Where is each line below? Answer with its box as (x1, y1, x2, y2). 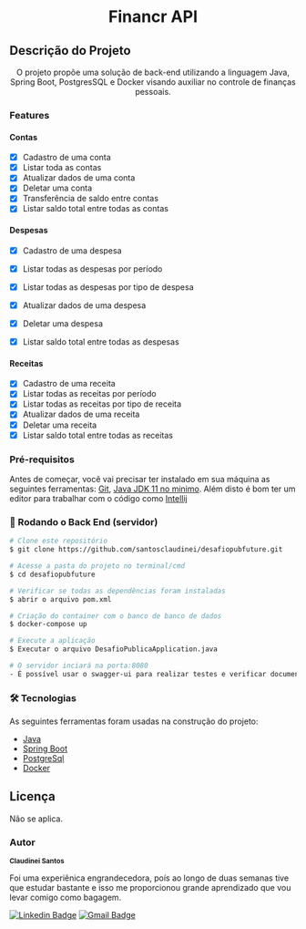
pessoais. (135, 87, 171, 97)
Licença (9, 789, 56, 804)
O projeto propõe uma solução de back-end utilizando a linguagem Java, (16, 67, 290, 77)
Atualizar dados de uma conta (22, 172, 136, 183)
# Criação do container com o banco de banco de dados (9, 611, 222, 621)
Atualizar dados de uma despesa (22, 299, 147, 311)
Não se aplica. (9, 813, 64, 824)
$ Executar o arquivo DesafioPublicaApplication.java (9, 645, 219, 654)
